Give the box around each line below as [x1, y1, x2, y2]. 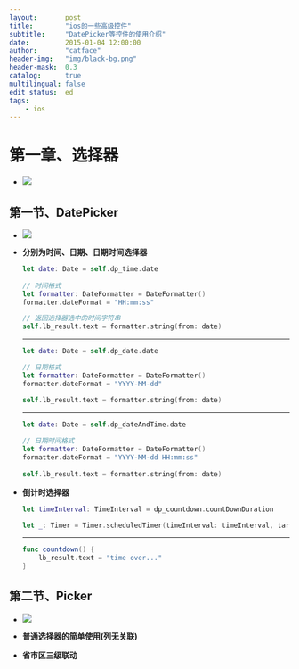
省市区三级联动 [21, 649, 77, 660]
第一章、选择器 [9, 145, 119, 166]
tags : [9, 95, 29, 105]
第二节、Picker [9, 589, 93, 604]
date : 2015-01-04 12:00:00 [9, 37, 141, 47]
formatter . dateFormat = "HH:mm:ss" [21, 298, 155, 307]
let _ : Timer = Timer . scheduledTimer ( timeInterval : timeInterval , [21, 521, 274, 530]
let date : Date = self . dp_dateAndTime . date [21, 420, 187, 429]
